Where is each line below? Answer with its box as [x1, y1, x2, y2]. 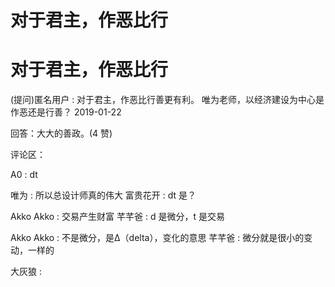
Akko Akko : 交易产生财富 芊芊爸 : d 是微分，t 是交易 [10, 211, 225, 223]
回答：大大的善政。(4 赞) [10, 127, 113, 140]
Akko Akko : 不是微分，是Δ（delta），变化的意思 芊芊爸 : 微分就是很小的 [10, 232, 305, 244]
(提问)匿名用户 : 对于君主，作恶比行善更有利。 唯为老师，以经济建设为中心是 [10, 94, 325, 106]
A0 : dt [10, 169, 38, 181]
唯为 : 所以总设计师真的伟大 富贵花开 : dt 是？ [10, 189, 197, 201]
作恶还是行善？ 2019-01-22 [10, 106, 122, 118]
